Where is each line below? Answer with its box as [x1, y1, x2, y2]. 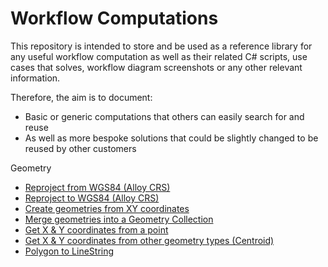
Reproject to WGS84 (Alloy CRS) [24, 192, 160, 204]
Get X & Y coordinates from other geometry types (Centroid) [24, 234, 275, 246]
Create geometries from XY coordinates [24, 202, 190, 214]
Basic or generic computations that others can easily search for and [24, 110, 305, 122]
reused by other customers [24, 142, 137, 154]
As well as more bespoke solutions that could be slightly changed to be [24, 132, 319, 144]
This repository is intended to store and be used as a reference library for [10, 40, 313, 52]
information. [10, 72, 61, 84]
